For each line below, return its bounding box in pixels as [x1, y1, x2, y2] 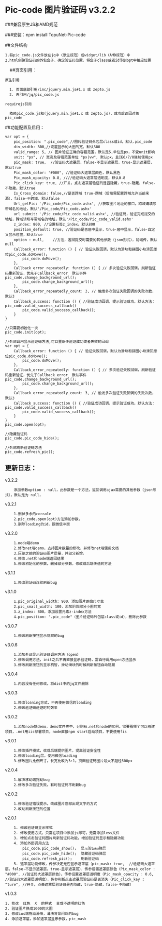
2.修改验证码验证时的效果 [14, 705, 58, 710]
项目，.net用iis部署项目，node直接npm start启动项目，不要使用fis [5, 729, 127, 734]
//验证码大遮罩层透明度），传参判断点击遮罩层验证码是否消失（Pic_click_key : [5, 877, 145, 882]
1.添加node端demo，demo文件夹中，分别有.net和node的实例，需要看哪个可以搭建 [14, 724, 155, 729]
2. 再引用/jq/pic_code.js [9, 92, 59, 97]
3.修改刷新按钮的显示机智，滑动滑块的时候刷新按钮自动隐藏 [14, 662, 116, 667]
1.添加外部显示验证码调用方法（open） [14, 652, 81, 657]
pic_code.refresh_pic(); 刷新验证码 [22, 856, 99, 861]
